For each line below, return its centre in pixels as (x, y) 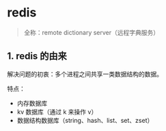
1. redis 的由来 (37, 56)
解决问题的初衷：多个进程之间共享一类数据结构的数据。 (85, 74)
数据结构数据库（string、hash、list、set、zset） (85, 120)
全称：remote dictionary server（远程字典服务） (92, 32)
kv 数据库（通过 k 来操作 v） (57, 112)
